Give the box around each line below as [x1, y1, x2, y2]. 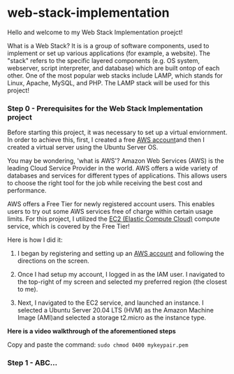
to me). [17, 285, 38, 294]
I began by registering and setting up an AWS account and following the [17, 250, 225, 258]
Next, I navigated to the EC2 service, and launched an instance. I [17, 299, 204, 307]
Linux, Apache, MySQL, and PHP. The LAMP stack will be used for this [7, 78, 210, 87]
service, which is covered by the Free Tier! [7, 222, 131, 231]
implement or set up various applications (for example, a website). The [7, 49, 211, 57]
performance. [7, 187, 47, 195]
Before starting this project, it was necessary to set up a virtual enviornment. [7, 128, 228, 137]
